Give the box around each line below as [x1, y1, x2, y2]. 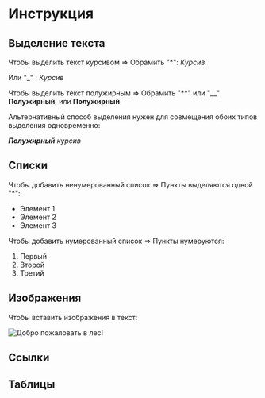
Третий [19, 268, 45, 278]
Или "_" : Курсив [8, 73, 64, 82]
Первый [19, 251, 48, 261]
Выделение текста [8, 37, 106, 50]
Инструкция [8, 5, 94, 23]
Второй [19, 260, 45, 269]
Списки [8, 159, 48, 172]
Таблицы [8, 378, 56, 392]
